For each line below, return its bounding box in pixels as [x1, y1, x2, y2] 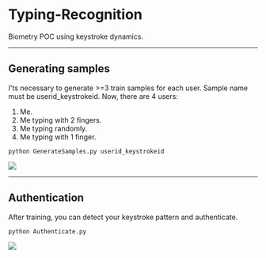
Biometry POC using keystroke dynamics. [8, 32, 144, 41]
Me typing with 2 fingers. [19, 115, 102, 124]
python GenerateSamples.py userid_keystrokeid [8, 147, 165, 155]
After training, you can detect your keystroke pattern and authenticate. [8, 212, 238, 222]
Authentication [8, 192, 85, 205]
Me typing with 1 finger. [19, 132, 97, 142]
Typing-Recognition [8, 6, 142, 24]
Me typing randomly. [19, 123, 88, 133]
